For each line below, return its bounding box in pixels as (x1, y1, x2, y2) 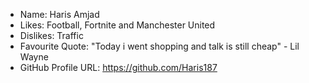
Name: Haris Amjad (19, 9, 100, 20)
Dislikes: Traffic (19, 30, 84, 41)
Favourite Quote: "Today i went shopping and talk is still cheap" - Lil (19, 40, 300, 52)
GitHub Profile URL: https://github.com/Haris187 (19, 62, 218, 73)
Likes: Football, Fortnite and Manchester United (19, 19, 216, 31)
